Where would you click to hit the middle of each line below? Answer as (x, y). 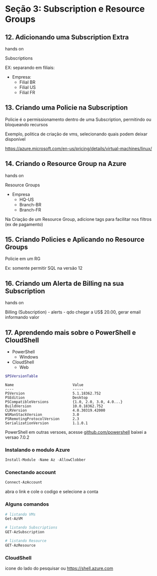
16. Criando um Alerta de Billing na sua (64, 283)
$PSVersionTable (21, 376)
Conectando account (30, 473)
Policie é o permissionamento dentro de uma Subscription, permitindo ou (78, 119)
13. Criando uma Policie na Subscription (66, 108)
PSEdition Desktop (47, 397)
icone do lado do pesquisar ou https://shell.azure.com (59, 568)
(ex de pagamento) (24, 224)
